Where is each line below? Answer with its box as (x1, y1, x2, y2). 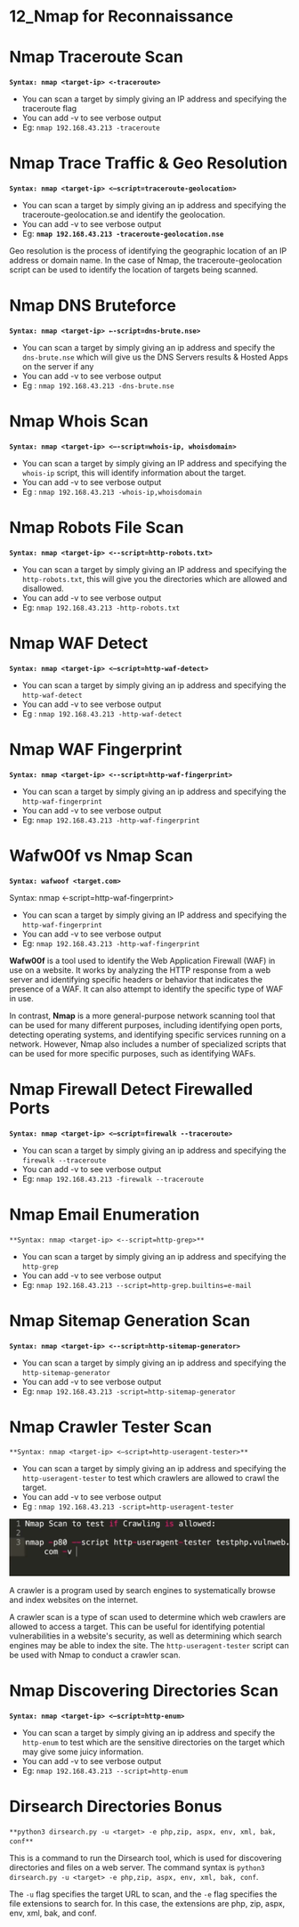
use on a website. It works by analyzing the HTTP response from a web (9, 964, 271, 976)
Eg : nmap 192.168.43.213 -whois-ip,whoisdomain (21, 486, 203, 497)
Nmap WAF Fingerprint (9, 740, 182, 759)
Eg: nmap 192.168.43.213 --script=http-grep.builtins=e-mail (21, 1279, 252, 1290)
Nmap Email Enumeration (9, 1204, 200, 1225)
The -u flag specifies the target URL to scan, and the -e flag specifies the (9, 1889, 278, 1899)
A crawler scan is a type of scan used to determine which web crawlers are (9, 1611, 287, 1622)
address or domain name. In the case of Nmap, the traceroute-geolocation (9, 255, 283, 266)
